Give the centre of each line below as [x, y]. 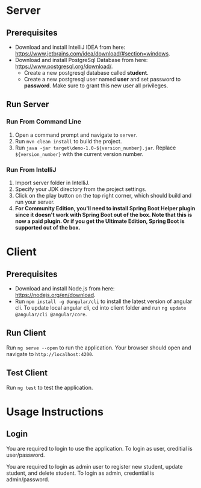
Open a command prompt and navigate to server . [76, 135]
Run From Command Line [44, 122]
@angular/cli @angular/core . [51, 314]
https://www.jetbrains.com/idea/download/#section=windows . [92, 54]
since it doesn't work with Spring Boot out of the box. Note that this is [104, 214]
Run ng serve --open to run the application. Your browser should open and [99, 348]
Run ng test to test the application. [50, 387]
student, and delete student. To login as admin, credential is [80, 473]
